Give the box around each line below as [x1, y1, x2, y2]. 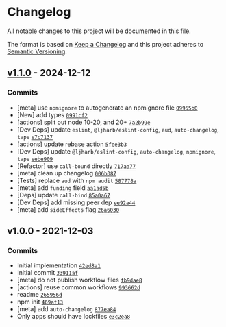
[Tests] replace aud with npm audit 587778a [16, 176, 137, 184]
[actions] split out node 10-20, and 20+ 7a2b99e [16, 118, 151, 126]
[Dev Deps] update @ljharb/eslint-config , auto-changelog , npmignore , [16, 147, 216, 155]
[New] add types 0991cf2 [16, 110, 88, 119]
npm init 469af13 [16, 298, 64, 306]
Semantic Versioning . [7, 47, 67, 56]
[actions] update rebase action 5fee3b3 [16, 140, 127, 148]
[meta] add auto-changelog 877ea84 [16, 305, 116, 313]
